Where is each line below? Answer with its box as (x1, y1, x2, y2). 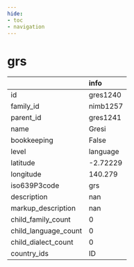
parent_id (10, 113, 42, 123)
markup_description (10, 204, 76, 213)
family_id (10, 102, 40, 112)
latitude (10, 158, 35, 168)
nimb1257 (88, 102, 124, 112)
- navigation (7, 23, 45, 30)
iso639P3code (10, 181, 60, 190)
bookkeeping (10, 135, 53, 145)
